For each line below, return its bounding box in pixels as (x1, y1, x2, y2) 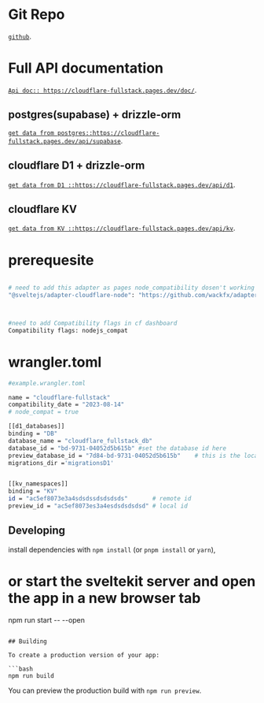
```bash (8, 664, 34, 673)
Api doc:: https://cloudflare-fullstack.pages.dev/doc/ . (8, 85, 197, 95)
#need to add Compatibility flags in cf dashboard (8, 319, 178, 327)
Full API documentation (8, 59, 163, 77)
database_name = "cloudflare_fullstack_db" (8, 437, 153, 444)
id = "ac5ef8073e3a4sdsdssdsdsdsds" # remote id (8, 495, 192, 503)
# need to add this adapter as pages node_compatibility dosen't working (8, 284, 255, 292)
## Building (8, 637, 47, 645)
